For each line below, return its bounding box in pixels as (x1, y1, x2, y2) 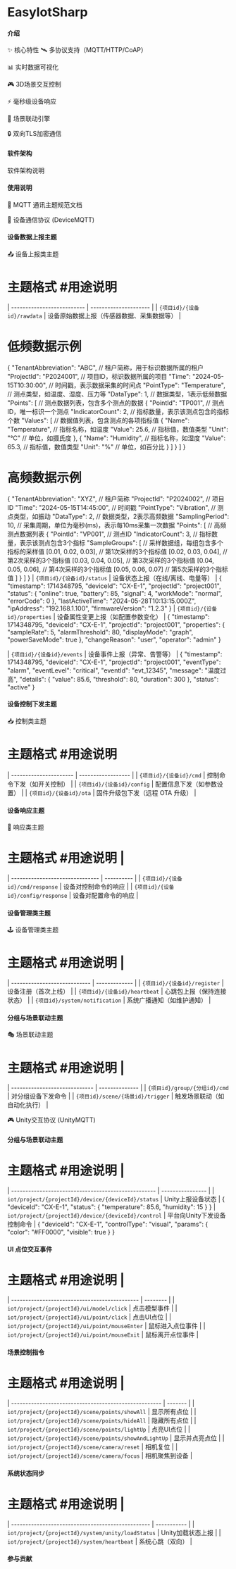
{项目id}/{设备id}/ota (29, 789, 92, 796)
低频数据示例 (7, 339, 82, 355)
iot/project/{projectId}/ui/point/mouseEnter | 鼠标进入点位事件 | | (7, 1322, 206, 1330)
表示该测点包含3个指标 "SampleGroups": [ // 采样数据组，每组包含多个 (19, 538, 224, 546)
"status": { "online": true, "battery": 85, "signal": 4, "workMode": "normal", (7, 589, 223, 597)
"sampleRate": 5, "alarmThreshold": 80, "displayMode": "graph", (7, 627, 194, 636)
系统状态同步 (7, 1469, 44, 1477)
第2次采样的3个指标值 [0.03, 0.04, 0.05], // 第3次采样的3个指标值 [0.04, (7, 556, 215, 564)
